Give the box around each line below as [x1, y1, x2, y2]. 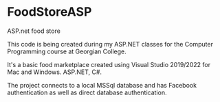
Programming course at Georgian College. [7, 47, 127, 55]
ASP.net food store [7, 27, 60, 35]
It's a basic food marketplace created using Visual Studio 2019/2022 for [7, 60, 211, 68]
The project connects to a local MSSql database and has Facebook [7, 81, 197, 89]
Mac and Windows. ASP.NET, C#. [7, 68, 102, 76]
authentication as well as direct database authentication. [7, 88, 167, 97]
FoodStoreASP [7, 4, 92, 20]
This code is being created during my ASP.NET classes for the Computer [7, 40, 213, 48]
